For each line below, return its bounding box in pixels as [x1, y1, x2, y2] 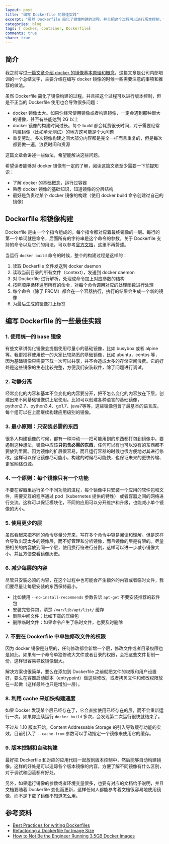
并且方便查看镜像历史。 [14, 551, 63, 557]
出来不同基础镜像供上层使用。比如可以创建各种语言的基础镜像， [9, 397, 142, 403]
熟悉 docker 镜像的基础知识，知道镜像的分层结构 [12, 186, 114, 192]
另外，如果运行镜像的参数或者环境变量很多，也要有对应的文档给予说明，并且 [5, 780, 164, 786]
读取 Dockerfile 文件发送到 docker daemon [12, 263, 102, 269]
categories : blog [5, 21, 42, 27]
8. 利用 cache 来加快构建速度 [5, 695, 75, 702]
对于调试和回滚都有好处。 [5, 769, 58, 775]
